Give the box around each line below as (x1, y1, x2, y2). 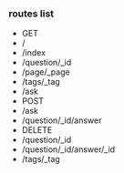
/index (21, 47, 46, 58)
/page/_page (21, 66, 70, 77)
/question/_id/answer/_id (21, 144, 116, 155)
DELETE (21, 125, 53, 136)
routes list (8, 7, 55, 20)
